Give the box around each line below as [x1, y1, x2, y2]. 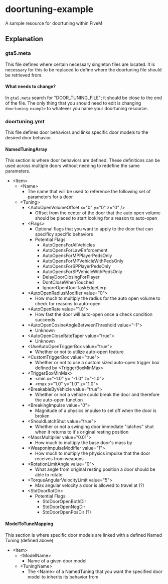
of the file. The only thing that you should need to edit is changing [5, 100, 141, 106]
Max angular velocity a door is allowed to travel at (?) [35, 482, 144, 488]
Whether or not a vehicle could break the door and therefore [35, 391, 159, 398]
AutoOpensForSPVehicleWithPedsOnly [42, 269, 123, 275]
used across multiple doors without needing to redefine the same [5, 162, 140, 169]
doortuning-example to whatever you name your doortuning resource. [5, 105, 148, 111]
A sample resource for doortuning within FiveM [5, 20, 103, 26]
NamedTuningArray [5, 146, 48, 152]
